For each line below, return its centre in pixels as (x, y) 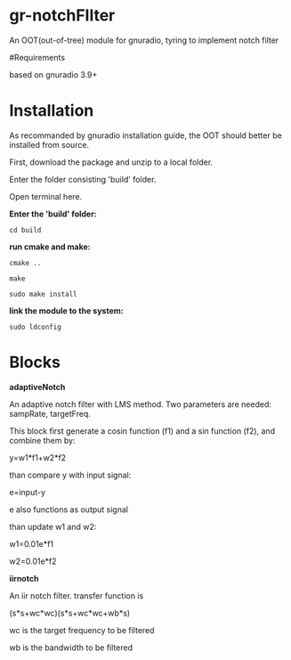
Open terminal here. (46, 196)
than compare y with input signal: (70, 475)
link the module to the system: (66, 310)
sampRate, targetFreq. (50, 413)
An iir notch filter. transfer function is (77, 595)
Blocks (35, 363)
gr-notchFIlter (62, 16)
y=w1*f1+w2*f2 (38, 457)
